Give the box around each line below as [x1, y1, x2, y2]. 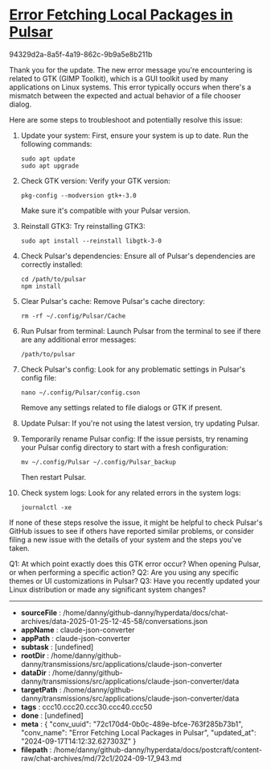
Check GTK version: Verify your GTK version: [20, 176, 171, 185]
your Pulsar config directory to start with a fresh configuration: [20, 442, 228, 452]
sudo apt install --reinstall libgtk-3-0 [20, 236, 162, 245]
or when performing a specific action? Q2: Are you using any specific [9, 567, 240, 577]
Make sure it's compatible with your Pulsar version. [20, 206, 191, 215]
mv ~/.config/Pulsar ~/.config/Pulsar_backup [20, 458, 176, 466]
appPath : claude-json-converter [20, 633, 131, 643]
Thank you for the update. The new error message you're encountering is [9, 65, 253, 74]
